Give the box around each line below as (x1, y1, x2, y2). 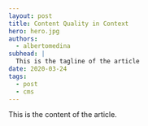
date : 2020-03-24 (8, 65, 67, 73)
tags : (8, 72, 27, 80)
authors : (8, 34, 38, 43)
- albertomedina (15, 42, 71, 50)
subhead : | (8, 50, 46, 58)
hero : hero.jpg (8, 27, 60, 35)
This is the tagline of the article (15, 58, 140, 66)
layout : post (8, 11, 53, 20)
